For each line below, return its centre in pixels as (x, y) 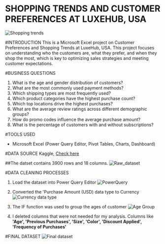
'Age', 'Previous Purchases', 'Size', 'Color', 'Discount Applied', (77, 221)
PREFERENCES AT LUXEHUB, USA (76, 19)
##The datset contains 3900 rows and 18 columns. (57, 163)
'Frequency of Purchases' (39, 227)
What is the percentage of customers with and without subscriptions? (83, 125)
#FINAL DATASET (23, 236)
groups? (21, 114)
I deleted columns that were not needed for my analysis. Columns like (83, 216)
